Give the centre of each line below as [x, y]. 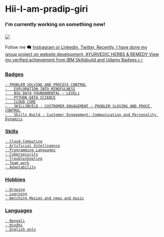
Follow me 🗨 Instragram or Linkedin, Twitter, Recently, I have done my [76, 47]
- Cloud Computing [24, 141]
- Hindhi [14, 225]
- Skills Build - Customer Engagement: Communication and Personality [81, 115]
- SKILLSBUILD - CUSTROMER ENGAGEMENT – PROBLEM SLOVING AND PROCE [78, 106]
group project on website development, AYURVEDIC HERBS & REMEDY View [82, 54]
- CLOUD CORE [21, 102]
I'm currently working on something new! [55, 25]
